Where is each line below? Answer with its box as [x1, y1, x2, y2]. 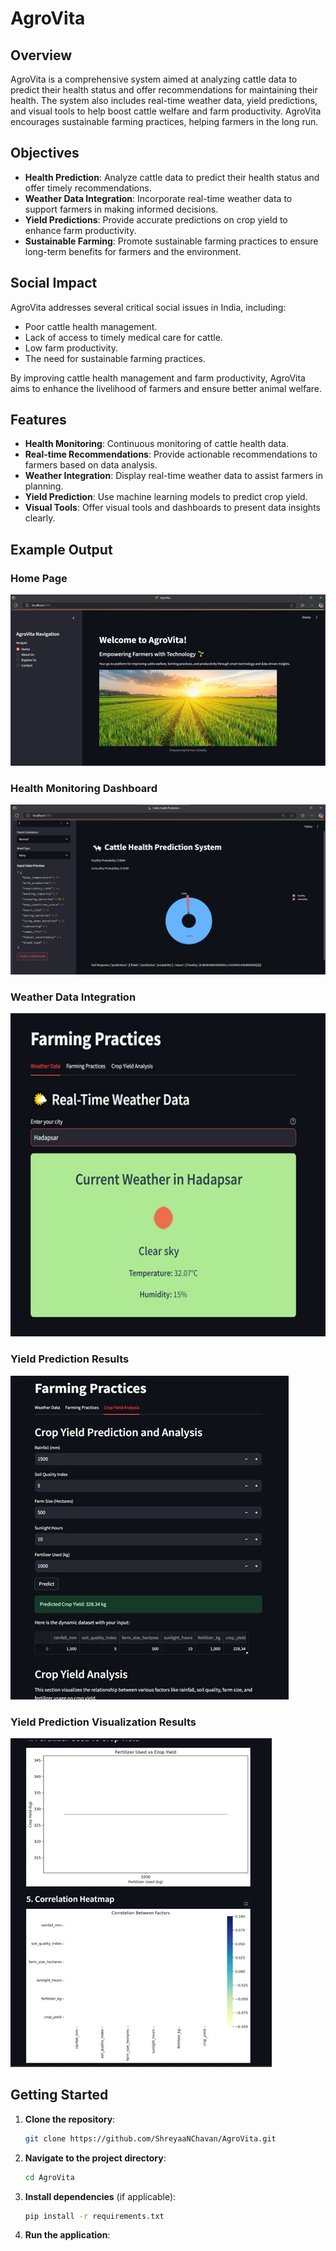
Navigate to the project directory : [24, 2152, 167, 2164]
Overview [10, 47, 73, 64]
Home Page [10, 571, 68, 585]
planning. [24, 480, 64, 492]
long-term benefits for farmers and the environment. [24, 245, 242, 257]
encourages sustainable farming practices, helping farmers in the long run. [10, 116, 319, 127]
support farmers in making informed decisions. [24, 203, 219, 215]
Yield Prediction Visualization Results [10, 1715, 197, 1729]
